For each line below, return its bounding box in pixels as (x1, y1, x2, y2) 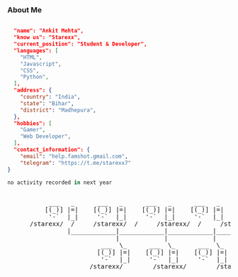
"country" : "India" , (20, 94, 81, 101)
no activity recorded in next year (7, 179, 113, 186)
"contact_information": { (13, 146, 91, 153)
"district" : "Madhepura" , (20, 107, 97, 114)
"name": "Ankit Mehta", (13, 27, 84, 35)
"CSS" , (20, 67, 40, 74)
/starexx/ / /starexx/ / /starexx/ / (29, 220, 202, 228)
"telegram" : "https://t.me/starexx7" (20, 159, 132, 166)
